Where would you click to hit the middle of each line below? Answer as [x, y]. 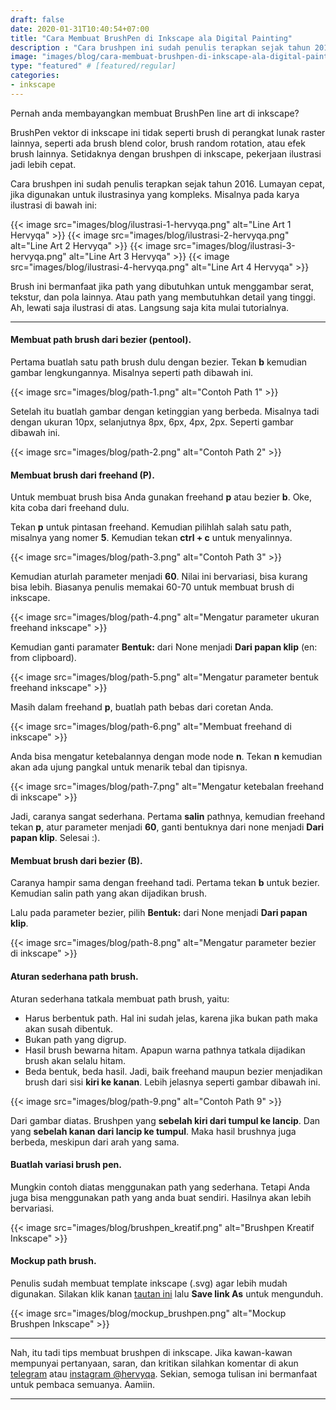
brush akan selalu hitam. [75, 1060]
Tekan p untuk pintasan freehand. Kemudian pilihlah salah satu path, [151, 527]
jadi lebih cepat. [43, 164]
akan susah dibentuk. [69, 1028]
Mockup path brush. [53, 1261]
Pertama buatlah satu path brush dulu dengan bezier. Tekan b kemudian [159, 362]
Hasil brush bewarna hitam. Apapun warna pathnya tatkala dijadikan [165, 1050]
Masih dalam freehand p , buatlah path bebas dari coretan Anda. [142, 707]
